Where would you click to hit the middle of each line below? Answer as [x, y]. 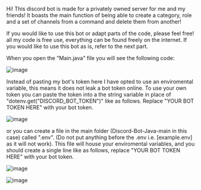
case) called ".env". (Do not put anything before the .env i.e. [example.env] [99, 137]
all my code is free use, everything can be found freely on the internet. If [97, 40]
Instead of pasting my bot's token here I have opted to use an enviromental [100, 82]
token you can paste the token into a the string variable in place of [89, 94]
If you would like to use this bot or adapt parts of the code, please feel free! [100, 33]
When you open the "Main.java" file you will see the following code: [91, 58]
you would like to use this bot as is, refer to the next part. [77, 46]
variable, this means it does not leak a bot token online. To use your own [96, 88]
